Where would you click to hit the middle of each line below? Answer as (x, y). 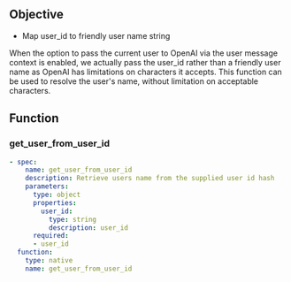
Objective (37, 15)
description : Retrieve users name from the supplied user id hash (150, 179)
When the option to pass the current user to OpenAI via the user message (144, 53)
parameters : (47, 187)
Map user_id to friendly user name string (96, 35)
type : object (57, 194)
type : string (73, 219)
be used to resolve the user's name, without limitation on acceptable (134, 81)
